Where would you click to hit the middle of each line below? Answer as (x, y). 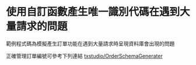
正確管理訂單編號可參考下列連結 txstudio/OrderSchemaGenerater (85, 56)
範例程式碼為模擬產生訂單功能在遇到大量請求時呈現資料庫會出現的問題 (90, 44)
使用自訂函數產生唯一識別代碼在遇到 (93, 12)
